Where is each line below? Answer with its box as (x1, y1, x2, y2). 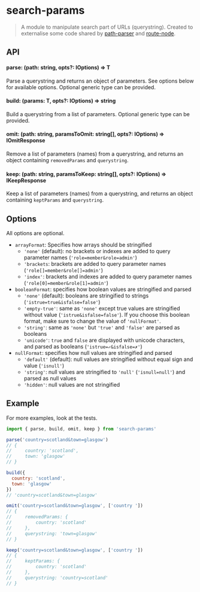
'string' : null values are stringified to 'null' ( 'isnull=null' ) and (23, 368, 186, 375)
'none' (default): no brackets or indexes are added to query (23, 247, 171, 254)
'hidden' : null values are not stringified (23, 381, 120, 388)
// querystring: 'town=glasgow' (6, 530, 98, 536)
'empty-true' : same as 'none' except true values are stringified (23, 305, 180, 312)
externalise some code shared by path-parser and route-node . (20, 29, 175, 37)
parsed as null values (23, 375, 77, 382)
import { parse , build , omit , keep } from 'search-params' (6, 426, 157, 432)
